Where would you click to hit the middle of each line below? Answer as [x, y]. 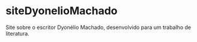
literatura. [17, 33]
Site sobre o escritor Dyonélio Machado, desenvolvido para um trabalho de [98, 27]
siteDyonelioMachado [62, 11]
